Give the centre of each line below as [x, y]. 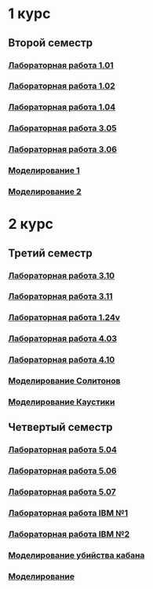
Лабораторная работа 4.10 [62, 360]
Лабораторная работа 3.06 [63, 149]
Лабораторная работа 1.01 [61, 65]
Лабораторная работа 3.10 [62, 275]
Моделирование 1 [44, 171]
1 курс [29, 14]
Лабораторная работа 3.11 [60, 296]
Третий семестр [50, 253]
